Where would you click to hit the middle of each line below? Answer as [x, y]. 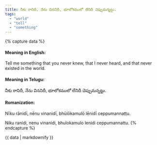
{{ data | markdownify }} [29, 137]
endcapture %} [20, 128]
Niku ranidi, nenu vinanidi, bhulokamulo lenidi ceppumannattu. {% [71, 123]
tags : [10, 14]
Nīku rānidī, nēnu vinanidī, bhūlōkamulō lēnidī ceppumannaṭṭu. [68, 113]
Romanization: [20, 103]
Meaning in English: [25, 52]
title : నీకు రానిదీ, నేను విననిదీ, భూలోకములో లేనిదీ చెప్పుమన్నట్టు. [61, 9]
